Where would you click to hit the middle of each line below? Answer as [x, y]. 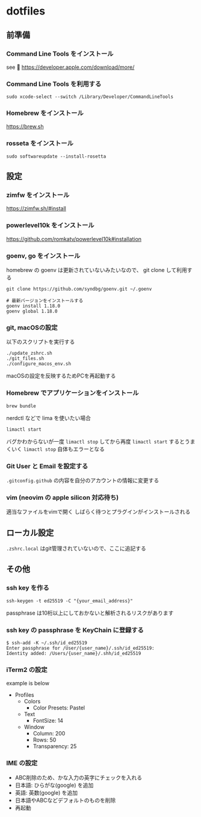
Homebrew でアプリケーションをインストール [73, 393]
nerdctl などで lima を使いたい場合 [49, 418]
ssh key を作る [28, 588]
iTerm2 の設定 [27, 670]
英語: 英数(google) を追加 [46, 792]
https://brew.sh [25, 127]
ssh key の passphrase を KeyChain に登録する [75, 630]
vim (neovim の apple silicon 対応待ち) [63, 497]
